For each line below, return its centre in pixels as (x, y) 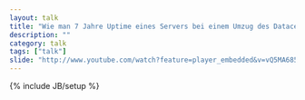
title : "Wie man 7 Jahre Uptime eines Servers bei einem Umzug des (140, 26)
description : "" (40, 35)
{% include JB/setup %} (54, 86)
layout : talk (34, 18)
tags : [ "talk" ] (38, 52)
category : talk (38, 43)
